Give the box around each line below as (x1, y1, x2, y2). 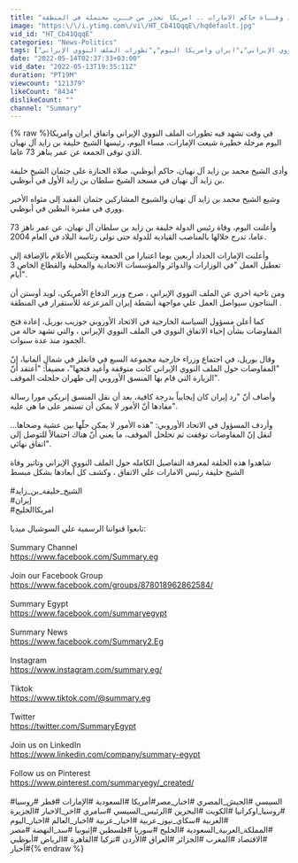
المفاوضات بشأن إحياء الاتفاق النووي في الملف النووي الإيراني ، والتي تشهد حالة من (10, 325, 282, 337)
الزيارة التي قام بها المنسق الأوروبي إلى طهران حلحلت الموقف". (10, 373, 220, 384)
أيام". (10, 269, 27, 280)
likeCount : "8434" (10, 87, 78, 96)
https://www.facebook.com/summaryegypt (10, 608, 167, 618)
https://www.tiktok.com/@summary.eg (10, 693, 151, 704)
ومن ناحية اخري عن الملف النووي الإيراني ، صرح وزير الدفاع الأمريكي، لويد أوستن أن (10, 288, 286, 299)
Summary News (10, 626, 69, 638)
